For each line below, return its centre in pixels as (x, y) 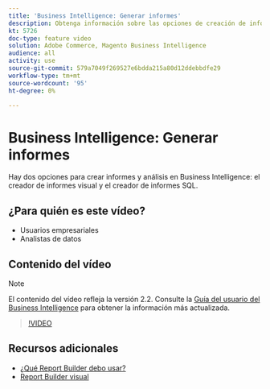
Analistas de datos (51, 239)
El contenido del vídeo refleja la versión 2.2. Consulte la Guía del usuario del (134, 299)
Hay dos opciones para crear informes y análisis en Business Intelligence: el (134, 177)
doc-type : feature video (50, 38)
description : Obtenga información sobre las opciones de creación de (127, 23)
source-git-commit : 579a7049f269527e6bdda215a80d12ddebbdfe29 (115, 68)
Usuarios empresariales (59, 230)
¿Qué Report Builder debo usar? (73, 368)
